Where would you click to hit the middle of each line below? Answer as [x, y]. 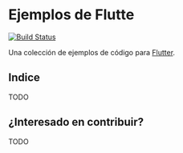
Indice [24, 78]
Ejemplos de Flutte [71, 15]
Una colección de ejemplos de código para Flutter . [91, 52]
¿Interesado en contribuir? [76, 122]
